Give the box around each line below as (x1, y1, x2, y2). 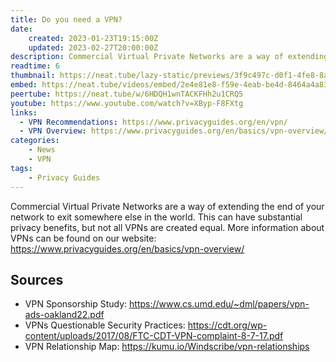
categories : (10, 136, 60, 146)
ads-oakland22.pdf (24, 309, 105, 321)
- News (28, 145, 56, 155)
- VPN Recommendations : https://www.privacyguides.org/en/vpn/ (19, 117, 288, 127)
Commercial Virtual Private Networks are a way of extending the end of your (10, 200, 325, 212)
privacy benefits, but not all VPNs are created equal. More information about (10, 221, 325, 233)
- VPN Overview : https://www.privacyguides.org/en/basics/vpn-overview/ (19, 126, 329, 136)
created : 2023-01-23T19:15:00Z (28, 33, 159, 43)
